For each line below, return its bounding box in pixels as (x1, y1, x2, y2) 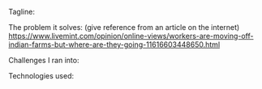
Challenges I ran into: (8, 56, 79, 65)
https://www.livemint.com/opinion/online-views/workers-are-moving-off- (8, 32, 254, 40)
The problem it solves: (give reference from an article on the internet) (8, 23, 240, 32)
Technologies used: (8, 71, 75, 80)
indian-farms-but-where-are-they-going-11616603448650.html (8, 40, 221, 49)
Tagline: (8, 7, 35, 16)
